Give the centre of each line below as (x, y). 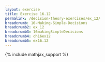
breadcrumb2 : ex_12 (25, 27)
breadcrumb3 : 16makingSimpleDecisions (44, 32)
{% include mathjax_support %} (37, 54)
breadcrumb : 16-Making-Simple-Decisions (46, 23)
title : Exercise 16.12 (28, 14)
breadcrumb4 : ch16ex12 (28, 37)
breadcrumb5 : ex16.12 (27, 41)
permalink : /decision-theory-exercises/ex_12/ (53, 18)
